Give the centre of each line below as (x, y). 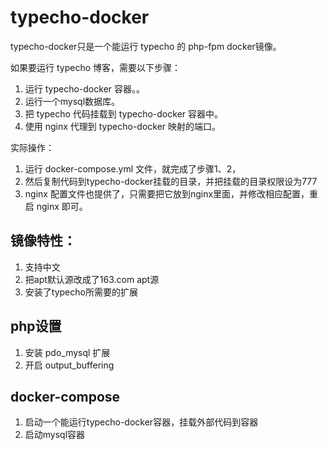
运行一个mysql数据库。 (72, 101)
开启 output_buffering (69, 365)
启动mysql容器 (55, 435)
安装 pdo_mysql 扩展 (67, 352)
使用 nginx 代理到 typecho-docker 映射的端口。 (123, 126)
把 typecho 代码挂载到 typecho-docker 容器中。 (124, 113)
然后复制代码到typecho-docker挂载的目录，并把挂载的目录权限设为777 (171, 181)
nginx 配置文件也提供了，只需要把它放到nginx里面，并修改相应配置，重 (171, 193)
